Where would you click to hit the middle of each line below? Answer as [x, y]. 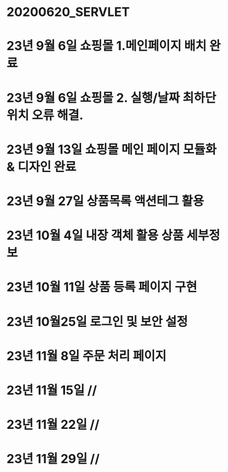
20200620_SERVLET [68, 12]
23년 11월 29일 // [53, 459]
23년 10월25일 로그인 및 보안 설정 [97, 322]
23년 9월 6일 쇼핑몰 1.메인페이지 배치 [107, 46]
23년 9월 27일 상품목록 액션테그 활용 [105, 201]
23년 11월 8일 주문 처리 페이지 [87, 356]
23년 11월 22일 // [53, 425]
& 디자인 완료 [42, 167]
